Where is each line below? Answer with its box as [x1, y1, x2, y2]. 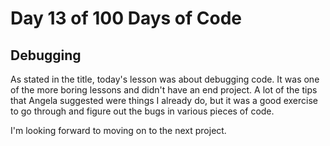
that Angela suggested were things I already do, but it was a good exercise [10, 95, 319, 106]
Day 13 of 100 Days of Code [10, 7, 243, 30]
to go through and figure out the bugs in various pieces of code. [10, 105, 275, 117]
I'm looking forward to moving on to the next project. [10, 125, 227, 136]
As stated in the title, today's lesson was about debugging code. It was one [10, 73, 320, 85]
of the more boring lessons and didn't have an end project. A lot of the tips [10, 84, 318, 96]
